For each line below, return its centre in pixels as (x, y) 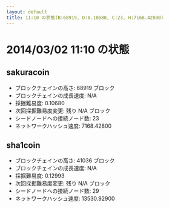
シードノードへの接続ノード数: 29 (57, 191)
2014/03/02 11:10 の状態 (68, 50)
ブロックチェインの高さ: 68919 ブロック (65, 88)
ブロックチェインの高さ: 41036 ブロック (65, 161)
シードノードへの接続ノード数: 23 (57, 118)
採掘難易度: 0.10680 (40, 103)
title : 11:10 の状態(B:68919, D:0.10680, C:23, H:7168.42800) (85, 18)
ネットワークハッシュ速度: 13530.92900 (65, 199)
